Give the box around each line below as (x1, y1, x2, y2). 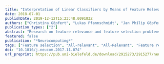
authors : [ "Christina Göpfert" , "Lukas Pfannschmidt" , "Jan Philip (5, 20, 145, 26)
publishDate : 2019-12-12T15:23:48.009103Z (5, 16, 93, 21)
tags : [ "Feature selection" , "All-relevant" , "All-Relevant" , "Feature (5, 43, 154, 48)
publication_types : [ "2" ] (5, 25, 58, 30)
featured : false (5, 34, 38, 39)
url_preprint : (5, 51, 34, 57)
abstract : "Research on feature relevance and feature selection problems (5, 29, 161, 34)
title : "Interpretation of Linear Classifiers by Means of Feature (5, 7, 145, 12)
